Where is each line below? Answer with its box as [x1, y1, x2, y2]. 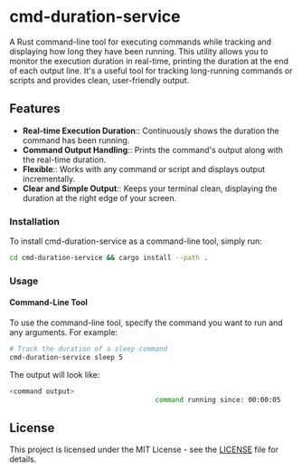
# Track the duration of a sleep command [9, 344, 168, 354]
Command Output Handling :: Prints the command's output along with [22, 144, 283, 155]
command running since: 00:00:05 [155, 395, 281, 404]
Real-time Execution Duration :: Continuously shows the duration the [22, 125, 279, 136]
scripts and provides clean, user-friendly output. [9, 74, 190, 85]
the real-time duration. [22, 154, 107, 165]
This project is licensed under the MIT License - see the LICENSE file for [9, 444, 278, 455]
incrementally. [22, 173, 75, 184]
